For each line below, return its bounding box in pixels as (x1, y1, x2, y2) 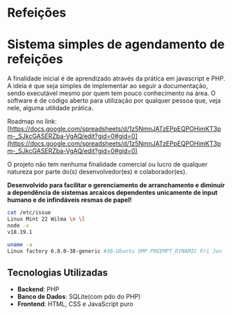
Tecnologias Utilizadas (7, 266, 108, 278)
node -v (7, 222, 30, 229)
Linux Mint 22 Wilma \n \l (7, 216, 85, 223)
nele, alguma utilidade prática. (7, 104, 94, 112)
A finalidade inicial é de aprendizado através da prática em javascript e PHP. (7, 74, 226, 83)
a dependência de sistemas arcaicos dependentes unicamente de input (7, 189, 218, 197)
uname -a (7, 241, 33, 248)
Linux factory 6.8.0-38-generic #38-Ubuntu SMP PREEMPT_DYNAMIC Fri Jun (7, 248, 222, 255)
